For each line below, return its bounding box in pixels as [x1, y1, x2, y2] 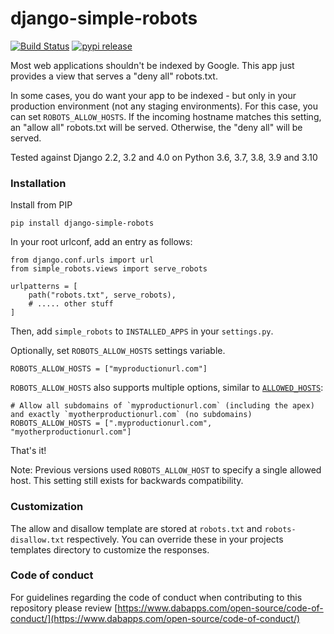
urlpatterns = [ [10, 282, 78, 292]
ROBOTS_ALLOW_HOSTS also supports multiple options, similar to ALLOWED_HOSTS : [10, 382, 324, 394]
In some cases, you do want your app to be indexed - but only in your [10, 89, 297, 101]
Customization [10, 500, 84, 514]
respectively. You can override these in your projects [66, 533, 284, 545]
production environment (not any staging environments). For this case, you [10, 100, 319, 112]
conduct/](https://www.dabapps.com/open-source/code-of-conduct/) [10, 612, 301, 624]
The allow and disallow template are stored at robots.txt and [10, 522, 263, 534]
